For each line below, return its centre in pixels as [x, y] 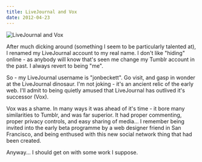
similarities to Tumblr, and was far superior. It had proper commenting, [94, 115]
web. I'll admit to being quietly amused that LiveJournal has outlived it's [96, 90]
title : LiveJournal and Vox [42, 12]
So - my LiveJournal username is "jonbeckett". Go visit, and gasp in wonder [101, 77]
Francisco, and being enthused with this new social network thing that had [99, 134]
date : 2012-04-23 [28, 18]
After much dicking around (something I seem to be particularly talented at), [101, 47]
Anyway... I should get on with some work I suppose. [72, 152]
